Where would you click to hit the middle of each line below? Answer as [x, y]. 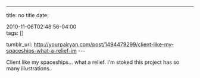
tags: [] [15, 33]
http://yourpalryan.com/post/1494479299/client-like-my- [104, 44]
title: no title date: [27, 15]
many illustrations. [29, 68]
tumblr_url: [19, 44]
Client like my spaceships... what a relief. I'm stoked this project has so [93, 62]
